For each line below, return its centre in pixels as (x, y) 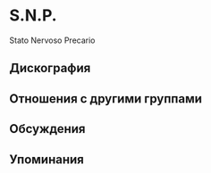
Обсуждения (47, 129)
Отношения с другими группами (106, 99)
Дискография (50, 68)
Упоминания (47, 159)
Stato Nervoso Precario (52, 40)
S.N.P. (33, 16)
